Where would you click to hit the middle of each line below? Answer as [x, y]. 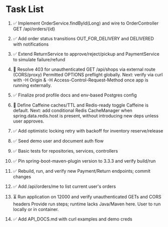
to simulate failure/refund [39, 59]
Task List [25, 9]
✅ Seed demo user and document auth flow [58, 141]
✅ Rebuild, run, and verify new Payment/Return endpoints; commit [82, 171]
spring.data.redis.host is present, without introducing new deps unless [86, 116]
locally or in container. [36, 209]
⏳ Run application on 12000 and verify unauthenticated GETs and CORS [87, 196]
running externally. [32, 85]
